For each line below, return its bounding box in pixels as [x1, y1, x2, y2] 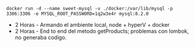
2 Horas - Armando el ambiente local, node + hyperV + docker [14, 21, 170, 28]
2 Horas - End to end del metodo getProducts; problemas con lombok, [14, 27, 189, 35]
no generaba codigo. [14, 34, 67, 41]
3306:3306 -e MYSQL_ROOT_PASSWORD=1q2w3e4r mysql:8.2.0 [6, 11, 149, 17]
